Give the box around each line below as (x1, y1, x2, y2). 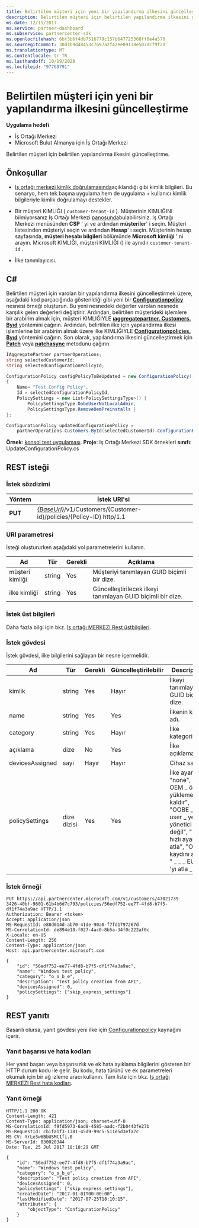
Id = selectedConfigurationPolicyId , (17, 390, 110, 396)
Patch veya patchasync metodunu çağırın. (6, 340, 111, 347)
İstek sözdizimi (6, 480, 50, 488)
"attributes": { (17, 1201, 57, 1207)
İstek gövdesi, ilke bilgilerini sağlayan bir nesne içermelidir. (6, 652, 149, 659)
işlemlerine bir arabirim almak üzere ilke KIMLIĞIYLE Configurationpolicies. (6, 327, 191, 335)
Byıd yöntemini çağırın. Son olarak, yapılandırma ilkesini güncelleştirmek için (6, 334, 192, 341)
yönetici (169, 820, 192, 828)
